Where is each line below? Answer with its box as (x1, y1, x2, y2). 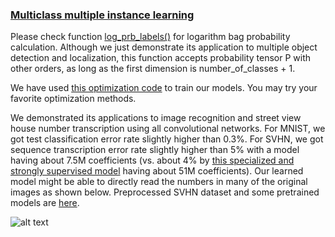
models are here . (10, 197, 80, 209)
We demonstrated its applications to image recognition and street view (10, 112, 302, 124)
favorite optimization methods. (10, 93, 137, 105)
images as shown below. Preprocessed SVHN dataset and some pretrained (10, 186, 320, 198)
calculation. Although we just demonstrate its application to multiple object (10, 41, 318, 53)
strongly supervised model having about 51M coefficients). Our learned (10, 165, 304, 177)
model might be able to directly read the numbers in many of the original (10, 176, 308, 188)
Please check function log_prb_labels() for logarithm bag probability (10, 31, 291, 43)
